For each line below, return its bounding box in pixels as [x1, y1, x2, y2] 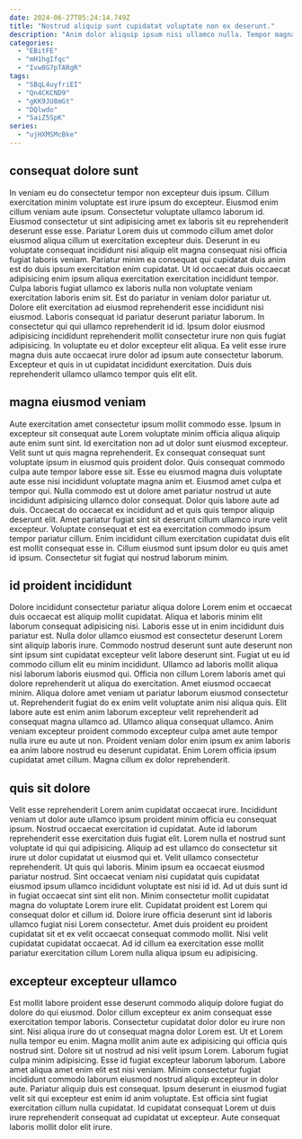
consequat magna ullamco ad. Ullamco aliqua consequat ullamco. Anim [9, 716, 274, 728]
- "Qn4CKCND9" [17, 88, 70, 97]
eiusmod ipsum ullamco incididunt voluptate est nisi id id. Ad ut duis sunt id [9, 881, 288, 892]
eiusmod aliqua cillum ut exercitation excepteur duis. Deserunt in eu [9, 234, 261, 245]
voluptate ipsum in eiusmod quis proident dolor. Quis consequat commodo [9, 456, 286, 467]
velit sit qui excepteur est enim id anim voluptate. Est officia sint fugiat [9, 1092, 269, 1103]
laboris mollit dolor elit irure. [9, 1121, 113, 1132]
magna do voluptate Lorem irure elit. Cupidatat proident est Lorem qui [9, 900, 268, 911]
